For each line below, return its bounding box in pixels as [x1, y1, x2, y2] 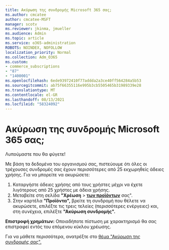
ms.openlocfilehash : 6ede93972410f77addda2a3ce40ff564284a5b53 [5, 78, 142, 83]
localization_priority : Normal [5, 50, 71, 55]
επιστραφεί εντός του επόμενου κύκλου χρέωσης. [5, 224, 111, 230]
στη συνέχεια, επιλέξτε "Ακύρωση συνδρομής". [12, 208, 115, 215]
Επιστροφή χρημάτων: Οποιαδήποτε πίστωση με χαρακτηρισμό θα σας [5, 219, 157, 225]
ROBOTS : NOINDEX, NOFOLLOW [5, 45, 62, 50]
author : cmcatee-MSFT [5, 17, 51, 22]
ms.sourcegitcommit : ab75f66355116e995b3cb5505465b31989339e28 [5, 83, 142, 88]
